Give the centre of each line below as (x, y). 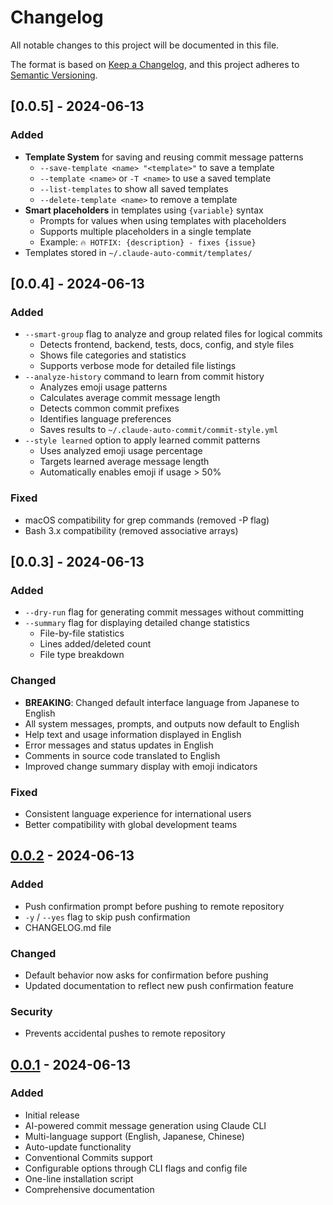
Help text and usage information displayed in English (133, 734)
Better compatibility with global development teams (131, 824)
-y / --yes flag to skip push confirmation (107, 917)
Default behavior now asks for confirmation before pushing (146, 975)
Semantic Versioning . (54, 75)
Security (31, 1011)
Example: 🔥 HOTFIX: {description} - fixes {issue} (148, 242)
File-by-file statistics (82, 633)
